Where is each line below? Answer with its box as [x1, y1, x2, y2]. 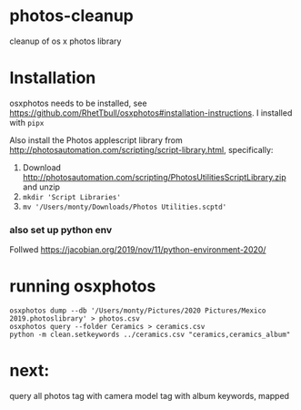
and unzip [22, 181, 61, 192]
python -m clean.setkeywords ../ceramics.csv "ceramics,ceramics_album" [9, 330, 291, 340]
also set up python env [9, 223, 113, 236]
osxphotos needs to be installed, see [9, 97, 147, 108]
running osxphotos [9, 276, 156, 297]
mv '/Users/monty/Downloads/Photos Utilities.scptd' [22, 202, 227, 211]
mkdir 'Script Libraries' [22, 192, 121, 201]
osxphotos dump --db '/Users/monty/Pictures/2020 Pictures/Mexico [9, 306, 266, 315]
